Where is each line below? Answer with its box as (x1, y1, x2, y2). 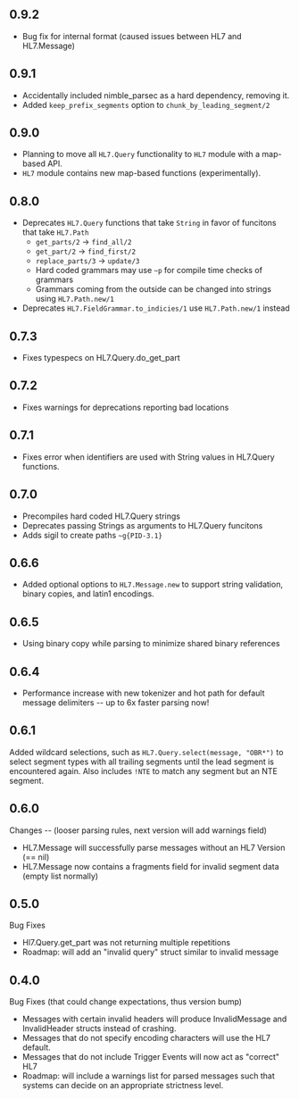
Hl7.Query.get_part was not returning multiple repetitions (21, 937, 230, 948)
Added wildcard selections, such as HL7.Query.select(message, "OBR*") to (9, 746, 284, 757)
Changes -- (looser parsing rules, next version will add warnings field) (9, 825, 268, 836)
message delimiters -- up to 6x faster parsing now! (21, 696, 210, 708)
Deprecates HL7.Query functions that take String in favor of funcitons (21, 218, 277, 229)
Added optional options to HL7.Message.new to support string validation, (21, 579, 284, 590)
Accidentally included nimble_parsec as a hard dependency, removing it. (21, 89, 290, 101)
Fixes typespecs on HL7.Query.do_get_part (21, 353, 180, 363)
